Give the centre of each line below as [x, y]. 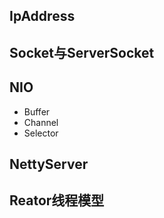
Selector [41, 133]
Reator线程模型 [57, 200]
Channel [41, 122]
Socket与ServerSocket [82, 52]
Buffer [37, 111]
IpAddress [42, 16]
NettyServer [49, 164]
